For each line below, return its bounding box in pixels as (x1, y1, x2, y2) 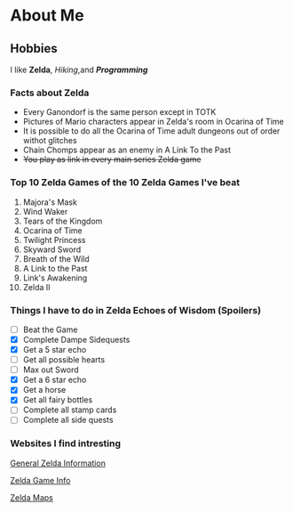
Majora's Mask (22, 197, 78, 207)
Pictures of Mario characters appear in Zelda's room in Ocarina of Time (22, 117, 284, 127)
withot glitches (22, 135, 78, 146)
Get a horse (22, 385, 67, 395)
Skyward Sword (22, 244, 82, 255)
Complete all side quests (22, 415, 114, 426)
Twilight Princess (22, 234, 86, 245)
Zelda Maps (10, 492, 54, 503)
